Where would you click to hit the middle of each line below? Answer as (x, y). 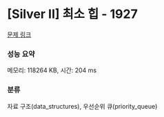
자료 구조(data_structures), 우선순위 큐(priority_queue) (82, 106)
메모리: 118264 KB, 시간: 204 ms (52, 70)
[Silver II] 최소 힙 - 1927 (72, 14)
